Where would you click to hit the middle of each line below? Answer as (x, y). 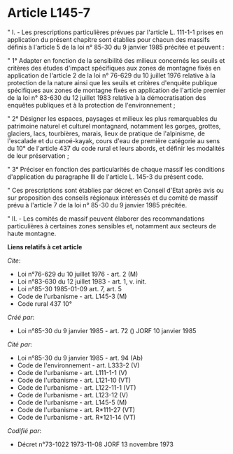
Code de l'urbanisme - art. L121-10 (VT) (74, 380)
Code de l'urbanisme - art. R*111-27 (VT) (76, 409)
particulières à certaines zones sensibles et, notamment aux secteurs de (112, 226)
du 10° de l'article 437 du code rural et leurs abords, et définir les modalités (116, 148)
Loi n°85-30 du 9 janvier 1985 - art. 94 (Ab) (80, 358)
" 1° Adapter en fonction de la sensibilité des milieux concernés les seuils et (116, 60)
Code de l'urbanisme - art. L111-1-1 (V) (72, 372)
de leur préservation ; (38, 156)
